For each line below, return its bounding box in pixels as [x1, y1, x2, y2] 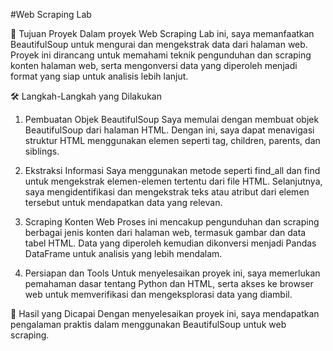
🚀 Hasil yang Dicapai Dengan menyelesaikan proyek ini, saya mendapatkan [10, 308, 320, 319]
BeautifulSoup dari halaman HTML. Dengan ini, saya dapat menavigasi [24, 124, 315, 136]
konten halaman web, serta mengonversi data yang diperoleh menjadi [10, 60, 298, 71]
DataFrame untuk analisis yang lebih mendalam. [24, 248, 223, 259]
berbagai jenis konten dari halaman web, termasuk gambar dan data [24, 227, 307, 238]
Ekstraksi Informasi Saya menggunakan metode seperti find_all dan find [24, 165, 321, 176]
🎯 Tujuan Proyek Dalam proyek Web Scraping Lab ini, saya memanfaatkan [10, 28, 315, 39]
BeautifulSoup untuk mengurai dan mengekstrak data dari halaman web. [10, 39, 308, 50]
